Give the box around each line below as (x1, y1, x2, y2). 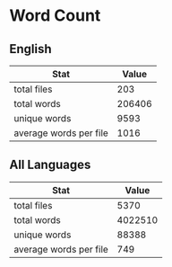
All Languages (9, 157, 91, 173)
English (9, 41, 52, 57)
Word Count (9, 5, 101, 26)
